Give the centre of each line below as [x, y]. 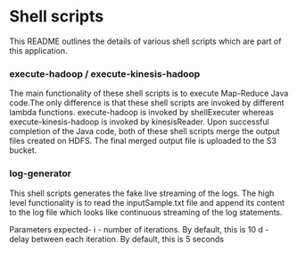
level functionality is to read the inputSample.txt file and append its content [147, 202]
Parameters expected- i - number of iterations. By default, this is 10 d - [139, 229]
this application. [39, 50]
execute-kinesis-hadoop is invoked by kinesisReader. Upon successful [139, 122]
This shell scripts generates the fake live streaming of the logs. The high [142, 193]
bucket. [23, 150]
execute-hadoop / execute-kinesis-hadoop [105, 73]
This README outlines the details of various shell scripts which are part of [145, 41]
